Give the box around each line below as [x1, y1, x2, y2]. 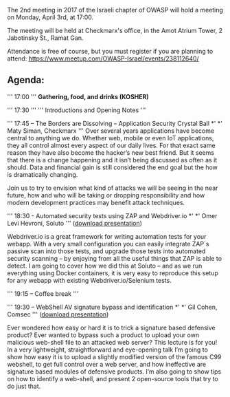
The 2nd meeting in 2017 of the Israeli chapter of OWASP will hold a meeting [7, 6, 223, 14]
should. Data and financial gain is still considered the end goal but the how [7, 163, 218, 171]
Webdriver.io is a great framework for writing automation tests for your [7, 232, 207, 240]
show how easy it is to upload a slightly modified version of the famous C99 [7, 352, 222, 361]
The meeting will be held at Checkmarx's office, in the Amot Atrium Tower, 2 [7, 27, 223, 34]
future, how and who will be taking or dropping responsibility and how [7, 191, 205, 199]
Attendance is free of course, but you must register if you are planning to [7, 47, 214, 55]
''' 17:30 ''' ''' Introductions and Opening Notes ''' [7, 106, 146, 114]
